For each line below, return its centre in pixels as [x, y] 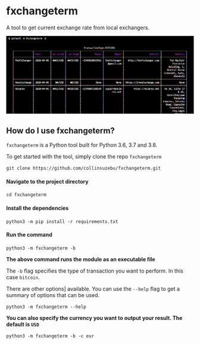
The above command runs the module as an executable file [81, 259]
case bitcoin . [23, 277]
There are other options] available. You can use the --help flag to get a [93, 289]
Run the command [29, 235]
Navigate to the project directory [47, 181]
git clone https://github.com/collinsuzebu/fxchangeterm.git [84, 169]
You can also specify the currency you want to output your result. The [94, 317]
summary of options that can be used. [53, 295]
